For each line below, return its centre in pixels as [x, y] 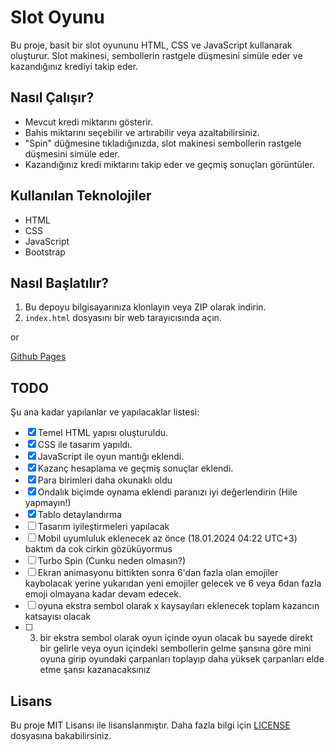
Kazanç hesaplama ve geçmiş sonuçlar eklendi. [135, 468]
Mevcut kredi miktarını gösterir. [88, 122]
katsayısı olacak [58, 617]
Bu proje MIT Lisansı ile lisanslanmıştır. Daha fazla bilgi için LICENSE [150, 725]
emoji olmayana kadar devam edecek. [103, 594]
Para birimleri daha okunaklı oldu [105, 480]
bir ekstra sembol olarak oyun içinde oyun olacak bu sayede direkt [176, 638]
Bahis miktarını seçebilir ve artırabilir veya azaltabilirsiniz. [142, 132]
